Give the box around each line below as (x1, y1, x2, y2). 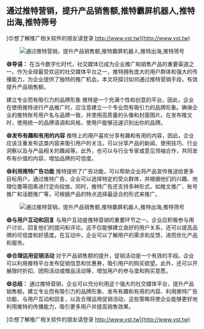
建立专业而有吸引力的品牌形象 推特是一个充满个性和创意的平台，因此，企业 (6, 96, 194, 103)
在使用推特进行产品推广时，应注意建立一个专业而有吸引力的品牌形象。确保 (6, 103, 192, 111)
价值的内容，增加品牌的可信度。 (16, 154, 97, 162)
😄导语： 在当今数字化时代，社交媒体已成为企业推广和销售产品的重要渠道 (6, 60, 189, 68)
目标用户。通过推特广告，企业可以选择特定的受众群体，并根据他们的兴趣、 (6, 175, 192, 182)
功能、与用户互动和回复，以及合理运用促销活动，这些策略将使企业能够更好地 (6, 295, 198, 302)
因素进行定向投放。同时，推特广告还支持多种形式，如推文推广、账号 (27, 182, 198, 190)
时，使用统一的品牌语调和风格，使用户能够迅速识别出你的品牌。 (6, 119, 166, 126)
